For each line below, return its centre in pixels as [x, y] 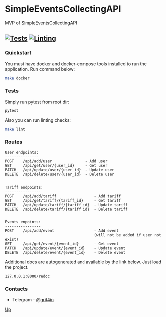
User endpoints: [22, 152]
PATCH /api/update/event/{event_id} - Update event [65, 248]
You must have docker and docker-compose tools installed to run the [76, 64]
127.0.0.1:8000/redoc [28, 276]
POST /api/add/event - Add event [62, 231]
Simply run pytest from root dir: [37, 102]
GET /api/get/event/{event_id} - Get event [62, 244]
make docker [17, 78]
